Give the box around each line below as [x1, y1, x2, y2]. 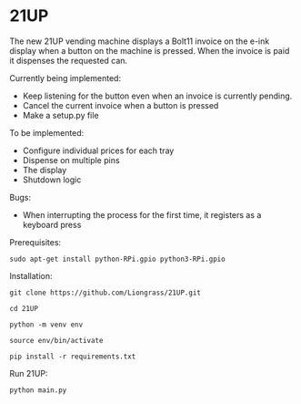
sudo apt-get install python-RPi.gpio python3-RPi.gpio [9, 254, 226, 264]
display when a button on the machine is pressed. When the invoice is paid [9, 45, 290, 56]
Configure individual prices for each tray [22, 145, 175, 156]
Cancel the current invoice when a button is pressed [22, 99, 219, 110]
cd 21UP [9, 304, 39, 313]
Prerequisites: [9, 236, 62, 247]
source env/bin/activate [9, 336, 104, 345]
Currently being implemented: [9, 72, 121, 83]
